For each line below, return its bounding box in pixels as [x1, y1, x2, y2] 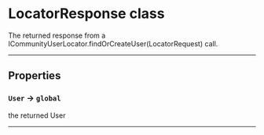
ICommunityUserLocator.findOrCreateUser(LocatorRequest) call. [8, 38, 218, 48]
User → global [8, 93, 61, 104]
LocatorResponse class [8, 5, 165, 23]
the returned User [8, 111, 66, 120]
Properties [8, 69, 61, 82]
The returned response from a [8, 31, 106, 40]
